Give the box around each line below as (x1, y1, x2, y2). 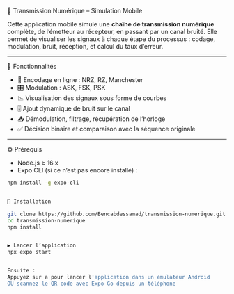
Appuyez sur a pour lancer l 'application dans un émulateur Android (7, 274, 210, 281)
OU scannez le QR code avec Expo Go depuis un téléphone (7, 280, 176, 287)
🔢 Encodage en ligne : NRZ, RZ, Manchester (17, 76, 143, 83)
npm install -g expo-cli (7, 179, 79, 186)
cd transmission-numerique (7, 217, 86, 224)
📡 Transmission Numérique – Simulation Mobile (7, 7, 143, 15)
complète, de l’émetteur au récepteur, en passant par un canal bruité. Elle (7, 28, 218, 35)
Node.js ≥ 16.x (17, 158, 59, 167)
